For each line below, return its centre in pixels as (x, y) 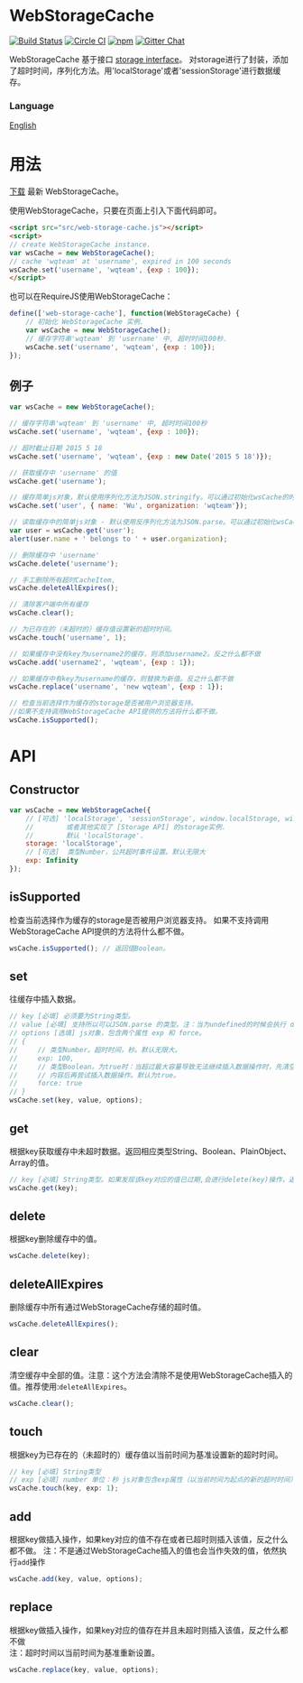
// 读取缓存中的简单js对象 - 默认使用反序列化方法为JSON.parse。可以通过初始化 (143, 522)
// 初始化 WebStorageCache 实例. (85, 322)
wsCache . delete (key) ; (50, 1256)
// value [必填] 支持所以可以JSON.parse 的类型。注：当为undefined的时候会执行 (148, 1025)
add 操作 (32, 1561)
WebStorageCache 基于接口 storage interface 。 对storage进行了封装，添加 (149, 59)
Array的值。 (32, 1162)
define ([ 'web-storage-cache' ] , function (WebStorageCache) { (125, 314)
